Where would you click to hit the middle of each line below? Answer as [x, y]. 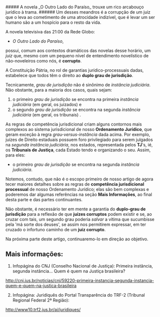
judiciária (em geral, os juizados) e [47, 104]
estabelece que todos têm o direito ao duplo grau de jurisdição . [69, 75]
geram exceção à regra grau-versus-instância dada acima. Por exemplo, [78, 135]
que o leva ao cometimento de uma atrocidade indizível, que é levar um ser [80, 17]
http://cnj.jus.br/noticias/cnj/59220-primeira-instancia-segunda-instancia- [80, 280]
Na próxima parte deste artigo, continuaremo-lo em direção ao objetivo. [77, 239]
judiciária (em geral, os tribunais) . [47, 115]
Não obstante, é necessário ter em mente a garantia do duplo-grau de [76, 209]
